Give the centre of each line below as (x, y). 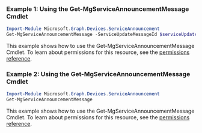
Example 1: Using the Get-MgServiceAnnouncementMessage (98, 9)
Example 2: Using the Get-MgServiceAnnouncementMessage (98, 74)
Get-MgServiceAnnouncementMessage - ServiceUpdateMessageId (82, 35)
